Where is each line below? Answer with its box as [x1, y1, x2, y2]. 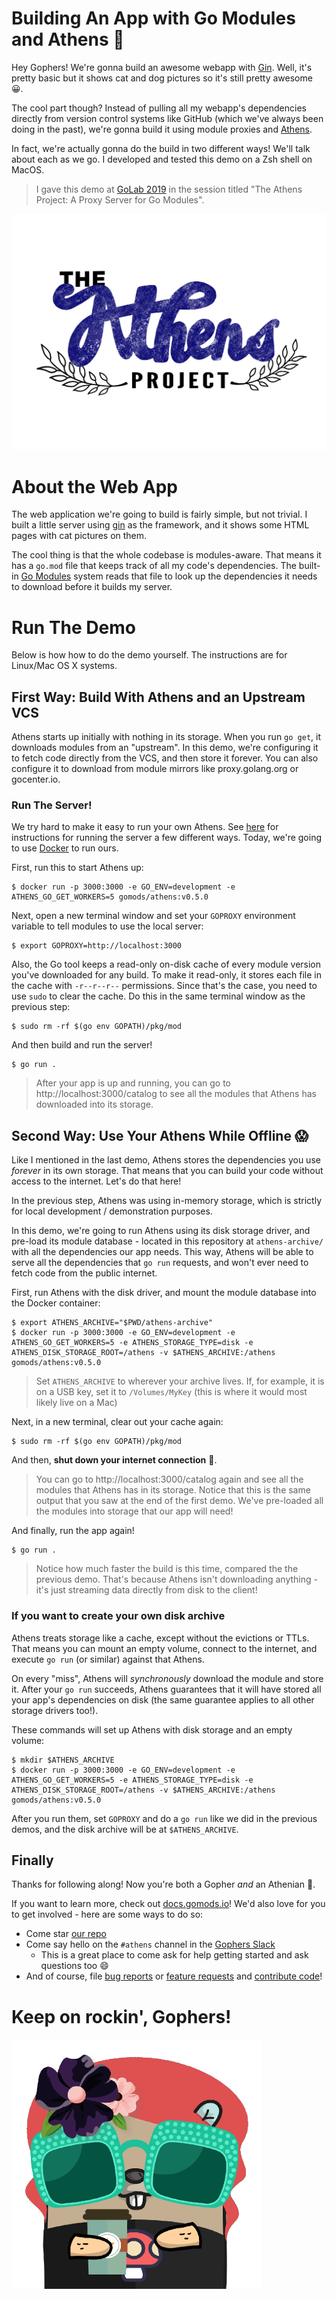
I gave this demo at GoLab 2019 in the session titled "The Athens [35, 183, 303, 195]
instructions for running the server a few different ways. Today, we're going [11, 832, 323, 844]
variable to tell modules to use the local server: [11, 920, 204, 932]
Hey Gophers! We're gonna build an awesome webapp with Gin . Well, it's [11, 61, 313, 73]
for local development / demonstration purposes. [11, 1205, 213, 1217]
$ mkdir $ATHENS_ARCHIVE [11, 1755, 115, 1765]
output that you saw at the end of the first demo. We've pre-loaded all [35, 1495, 324, 1507]
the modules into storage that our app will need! [35, 1505, 234, 1517]
